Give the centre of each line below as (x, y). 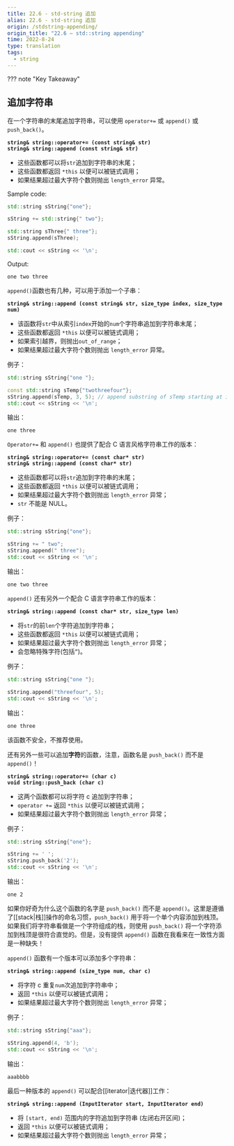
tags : (15, 53)
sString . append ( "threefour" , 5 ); (56, 692)
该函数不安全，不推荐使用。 (47, 740)
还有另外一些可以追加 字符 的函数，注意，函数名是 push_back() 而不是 (106, 754)
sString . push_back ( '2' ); (43, 861)
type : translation (34, 46)
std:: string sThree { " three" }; (53, 232)
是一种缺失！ (25, 943)
